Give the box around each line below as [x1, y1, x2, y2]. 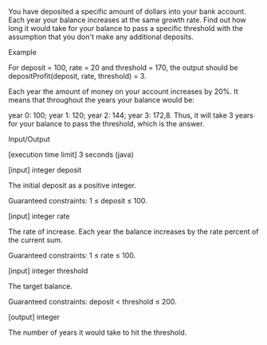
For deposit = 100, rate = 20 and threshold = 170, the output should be [8, 63, 238, 72]
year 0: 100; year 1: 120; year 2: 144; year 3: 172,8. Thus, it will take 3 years [8, 110, 253, 120]
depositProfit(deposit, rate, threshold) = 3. [8, 72, 147, 80]
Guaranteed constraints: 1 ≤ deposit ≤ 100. [8, 196, 147, 205]
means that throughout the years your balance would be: [8, 95, 195, 104]
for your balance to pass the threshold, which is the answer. [8, 119, 205, 128]
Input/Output [8, 134, 50, 144]
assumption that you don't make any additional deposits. [8, 32, 194, 41]
